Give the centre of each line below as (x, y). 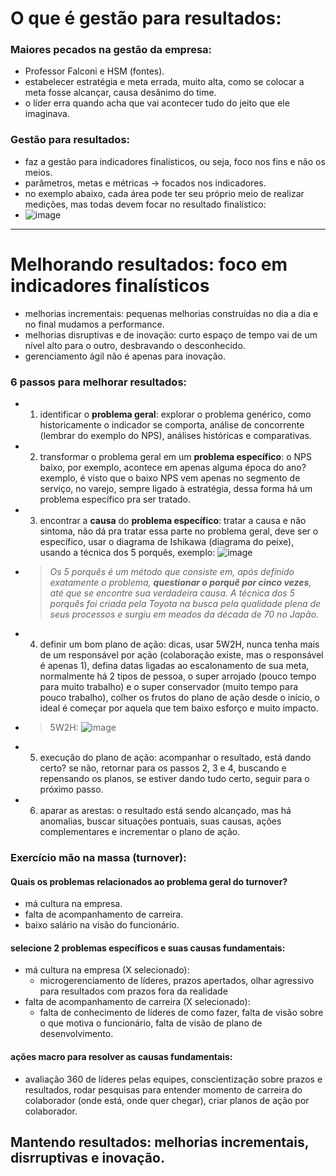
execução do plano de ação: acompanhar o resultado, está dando (175, 758)
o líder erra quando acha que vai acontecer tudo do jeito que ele (157, 103)
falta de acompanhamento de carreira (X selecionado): (137, 1002)
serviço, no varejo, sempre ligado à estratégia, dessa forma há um (176, 489)
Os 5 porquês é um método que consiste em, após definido (172, 572)
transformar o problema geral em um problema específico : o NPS (175, 457)
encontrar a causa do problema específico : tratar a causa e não (173, 521)
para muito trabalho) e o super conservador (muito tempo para (169, 687)
